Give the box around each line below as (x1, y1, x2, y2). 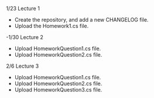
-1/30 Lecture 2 (6, 34, 44, 40)
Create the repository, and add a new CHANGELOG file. (14, 16, 149, 23)
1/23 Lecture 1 (6, 5, 40, 12)
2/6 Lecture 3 (6, 62, 39, 69)
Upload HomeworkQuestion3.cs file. (14, 86, 102, 93)
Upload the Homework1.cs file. (14, 23, 89, 29)
